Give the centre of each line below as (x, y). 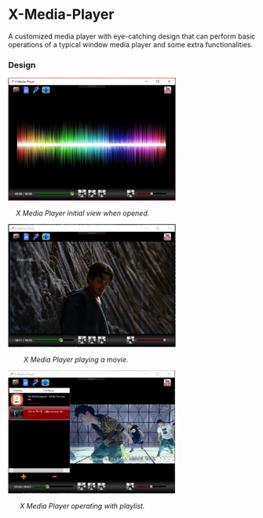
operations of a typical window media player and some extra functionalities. (131, 44)
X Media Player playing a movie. (76, 360)
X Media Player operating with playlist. (82, 506)
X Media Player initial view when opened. (82, 213)
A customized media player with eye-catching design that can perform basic (132, 36)
